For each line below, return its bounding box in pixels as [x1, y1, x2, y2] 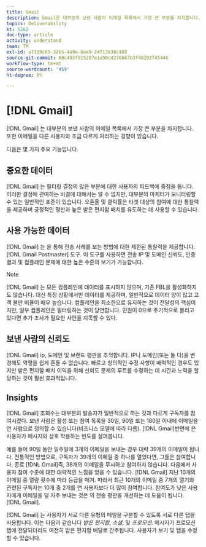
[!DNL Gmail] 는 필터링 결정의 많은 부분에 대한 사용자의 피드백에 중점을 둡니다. [6, 183, 194, 190]
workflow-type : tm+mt [6, 60, 62, 66]
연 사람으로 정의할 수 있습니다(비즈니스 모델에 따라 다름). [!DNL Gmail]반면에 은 [6, 425, 196, 432]
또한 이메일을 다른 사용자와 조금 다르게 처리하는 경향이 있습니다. [6, 133, 159, 140]
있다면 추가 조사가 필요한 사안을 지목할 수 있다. [6, 314, 118, 321]
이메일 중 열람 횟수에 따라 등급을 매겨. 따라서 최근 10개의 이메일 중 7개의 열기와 [6, 476, 194, 484]
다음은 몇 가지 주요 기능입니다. [6, 146, 78, 153]
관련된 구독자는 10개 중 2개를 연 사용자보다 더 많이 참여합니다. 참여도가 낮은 [6, 484, 187, 492]
